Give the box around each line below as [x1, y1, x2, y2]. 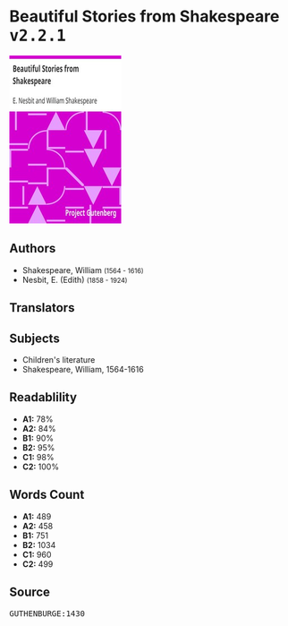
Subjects [9, 330, 60, 346]
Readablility [9, 390, 78, 405]
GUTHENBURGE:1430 [9, 609, 85, 619]
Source [9, 584, 51, 599]
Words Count [9, 487, 85, 502]
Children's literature [21, 354, 96, 364]
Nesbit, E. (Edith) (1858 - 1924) [21, 274, 128, 285]
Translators [9, 300, 75, 315]
